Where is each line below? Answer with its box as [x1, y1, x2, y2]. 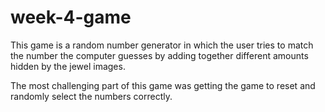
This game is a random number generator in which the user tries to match [10, 39, 314, 51]
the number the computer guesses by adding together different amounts [10, 49, 309, 61]
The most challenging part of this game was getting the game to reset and [10, 79, 316, 91]
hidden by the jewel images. [10, 60, 126, 72]
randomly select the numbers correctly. [10, 90, 173, 102]
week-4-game [10, 6, 132, 29]
